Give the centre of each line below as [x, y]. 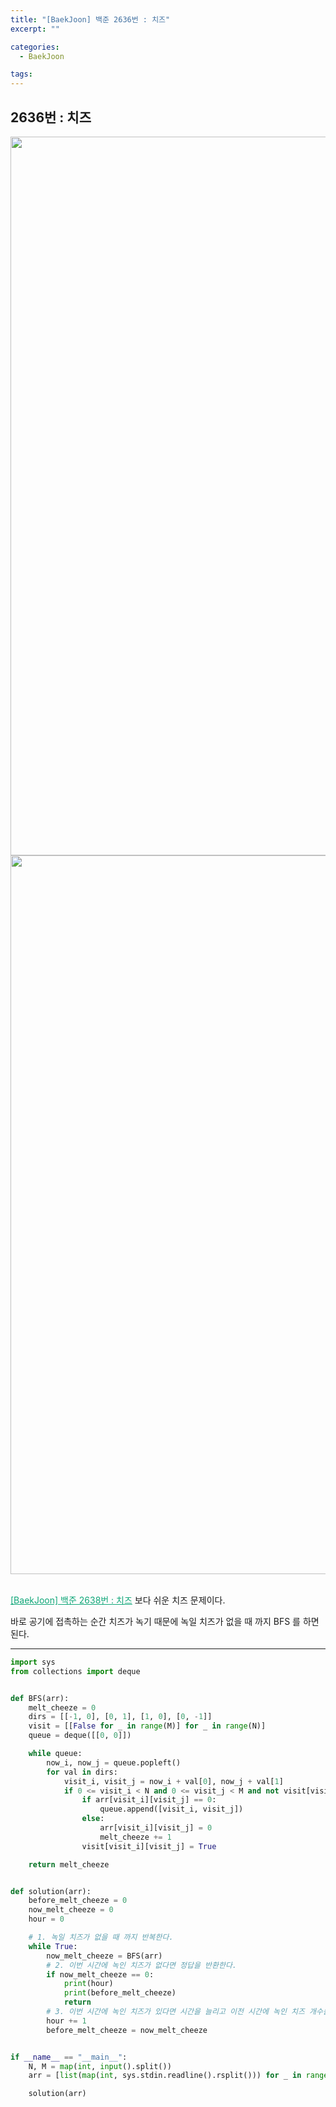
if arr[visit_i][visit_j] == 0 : [149, 1800]
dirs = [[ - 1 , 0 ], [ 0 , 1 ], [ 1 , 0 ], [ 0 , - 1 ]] [120, 1717]
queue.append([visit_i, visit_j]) [171, 1809]
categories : [35, 47]
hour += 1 [66, 2021]
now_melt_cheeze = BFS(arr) [104, 1956]
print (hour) [88, 1984]
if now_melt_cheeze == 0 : [100, 1974]
